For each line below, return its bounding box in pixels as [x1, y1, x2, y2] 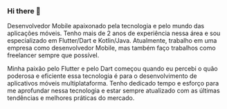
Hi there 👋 [7, 6, 42, 16]
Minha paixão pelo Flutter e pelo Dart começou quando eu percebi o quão [7, 65, 218, 73]
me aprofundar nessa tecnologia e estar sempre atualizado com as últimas [7, 86, 220, 95]
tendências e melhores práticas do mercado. [7, 94, 135, 102]
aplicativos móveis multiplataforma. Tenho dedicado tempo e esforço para [7, 79, 219, 88]
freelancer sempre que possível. [7, 51, 100, 59]
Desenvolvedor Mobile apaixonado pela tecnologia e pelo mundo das [7, 22, 205, 30]
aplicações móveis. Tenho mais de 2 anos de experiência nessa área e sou [7, 29, 221, 37]
